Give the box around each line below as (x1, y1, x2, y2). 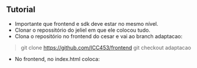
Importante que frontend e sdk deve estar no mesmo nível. (14, 20, 158, 27)
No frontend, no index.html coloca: (14, 55, 100, 62)
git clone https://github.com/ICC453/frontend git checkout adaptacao (20, 44, 192, 51)
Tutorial (6, 5, 36, 15)
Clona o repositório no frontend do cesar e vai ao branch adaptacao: (14, 32, 183, 40)
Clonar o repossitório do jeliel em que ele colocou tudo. (14, 26, 151, 33)
